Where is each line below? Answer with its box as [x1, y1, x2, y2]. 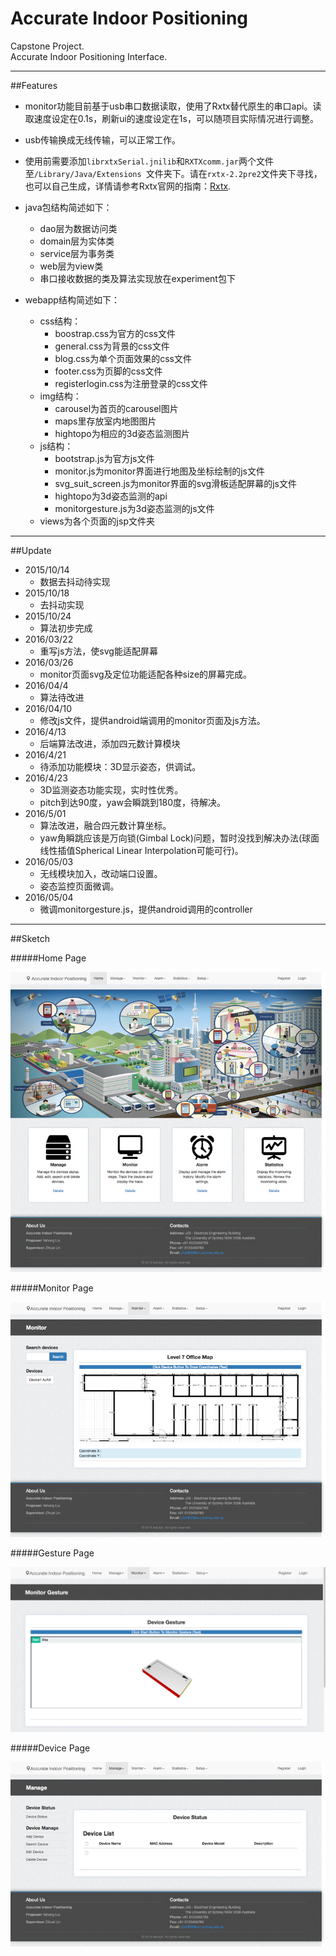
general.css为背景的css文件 [54, 340, 170, 352]
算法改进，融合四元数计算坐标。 [39, 819, 172, 831]
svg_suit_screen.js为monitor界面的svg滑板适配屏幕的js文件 [54, 477, 297, 489]
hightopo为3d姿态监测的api [54, 490, 168, 502]
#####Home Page [10, 952, 87, 964]
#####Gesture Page [10, 1547, 95, 1559]
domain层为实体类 [39, 235, 115, 247]
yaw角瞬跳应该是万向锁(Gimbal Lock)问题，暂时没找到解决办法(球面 [39, 832, 320, 844]
